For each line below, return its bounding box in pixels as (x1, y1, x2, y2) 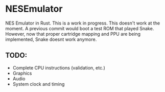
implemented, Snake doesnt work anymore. (5, 36, 97, 42)
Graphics (12, 70, 32, 76)
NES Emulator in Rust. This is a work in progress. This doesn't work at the (5, 20, 160, 26)
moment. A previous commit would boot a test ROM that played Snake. (5, 25, 154, 31)
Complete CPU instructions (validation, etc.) (12, 64, 106, 71)
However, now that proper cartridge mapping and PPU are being (5, 31, 141, 37)
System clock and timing (12, 81, 65, 87)
